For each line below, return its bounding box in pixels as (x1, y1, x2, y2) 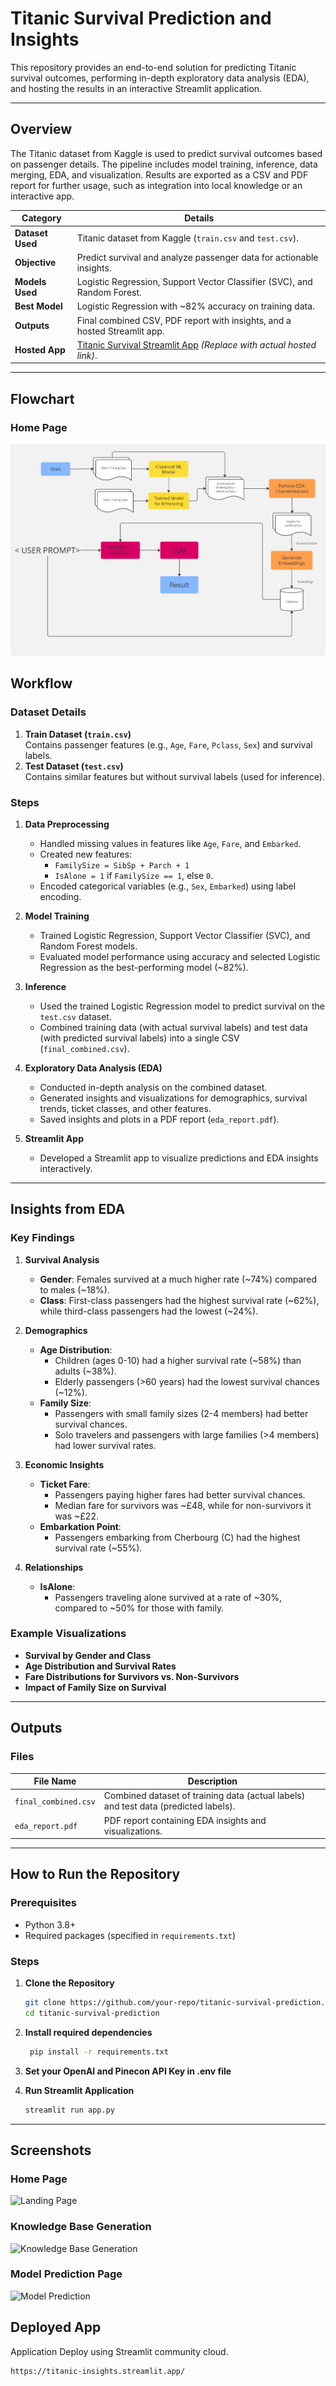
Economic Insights (24, 1458, 105, 1471)
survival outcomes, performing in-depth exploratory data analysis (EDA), (10, 72, 310, 84)
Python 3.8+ (24, 1918, 77, 1931)
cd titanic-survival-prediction (24, 2008, 160, 2018)
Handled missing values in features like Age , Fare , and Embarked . (39, 837, 302, 849)
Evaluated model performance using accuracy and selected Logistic (39, 950, 321, 962)
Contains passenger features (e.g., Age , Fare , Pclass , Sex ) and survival (24, 738, 313, 751)
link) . (76, 349, 98, 361)
